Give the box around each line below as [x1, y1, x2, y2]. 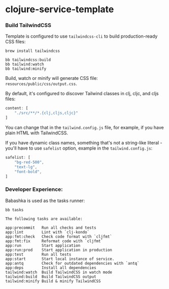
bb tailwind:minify [5, 66, 47, 72]
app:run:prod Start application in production [5, 247, 113, 252]
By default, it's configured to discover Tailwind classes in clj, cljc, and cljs [5, 91, 159, 97]
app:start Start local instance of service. [5, 256, 115, 262]
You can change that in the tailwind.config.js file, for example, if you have [5, 125, 164, 131]
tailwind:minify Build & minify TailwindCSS [5, 278, 101, 283]
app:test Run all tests [5, 252, 72, 257]
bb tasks [5, 207, 24, 212]
